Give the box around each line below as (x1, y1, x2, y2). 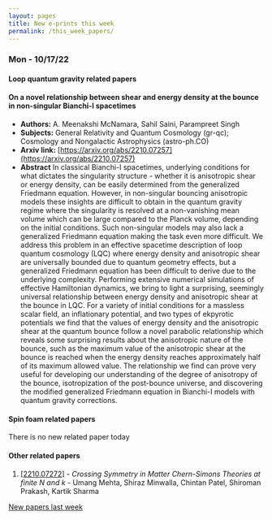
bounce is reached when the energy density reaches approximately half (19, 353, 261, 362)
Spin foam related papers (8, 414, 96, 423)
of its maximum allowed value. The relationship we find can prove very (19, 361, 257, 370)
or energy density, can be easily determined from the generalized (19, 180, 240, 189)
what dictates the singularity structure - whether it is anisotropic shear (19, 171, 256, 181)
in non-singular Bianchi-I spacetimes (8, 101, 136, 110)
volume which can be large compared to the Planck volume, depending (19, 214, 259, 224)
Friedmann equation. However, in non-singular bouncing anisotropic (19, 188, 248, 198)
